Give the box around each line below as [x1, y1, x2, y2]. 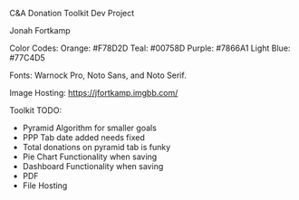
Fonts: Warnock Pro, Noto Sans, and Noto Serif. [9, 70, 188, 81]
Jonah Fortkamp [9, 25, 71, 35]
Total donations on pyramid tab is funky [22, 142, 171, 152]
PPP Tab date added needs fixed [22, 132, 145, 143]
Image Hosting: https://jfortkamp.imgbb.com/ [9, 88, 178, 98]
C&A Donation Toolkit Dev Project [9, 8, 135, 18]
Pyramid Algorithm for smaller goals [22, 122, 157, 133]
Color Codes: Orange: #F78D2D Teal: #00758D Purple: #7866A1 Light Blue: [9, 43, 291, 53]
